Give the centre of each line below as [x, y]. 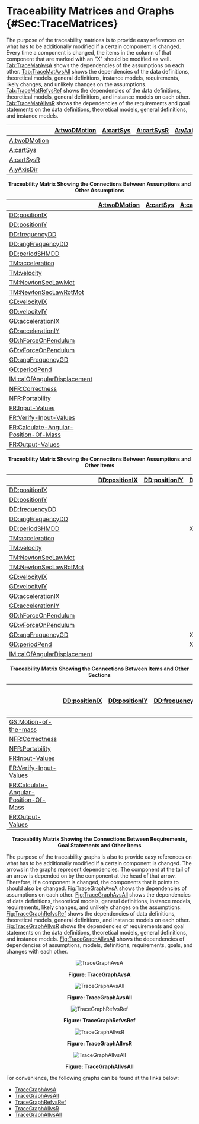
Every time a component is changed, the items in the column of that [89, 52]
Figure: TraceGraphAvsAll [99, 997]
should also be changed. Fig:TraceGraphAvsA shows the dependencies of [97, 888]
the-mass [23, 729]
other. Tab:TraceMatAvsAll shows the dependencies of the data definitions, [98, 71]
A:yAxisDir [23, 169]
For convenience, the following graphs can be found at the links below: [93, 1078]
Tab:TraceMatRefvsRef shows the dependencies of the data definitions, [94, 90]
